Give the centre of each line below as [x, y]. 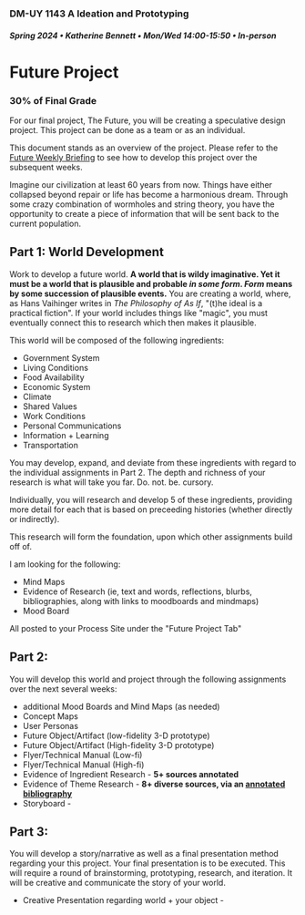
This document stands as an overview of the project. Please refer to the [144, 148]
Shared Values [50, 406]
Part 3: [29, 832]
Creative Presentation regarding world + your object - [123, 900]
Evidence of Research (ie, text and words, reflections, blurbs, [137, 591]
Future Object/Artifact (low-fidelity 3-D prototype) [117, 735]
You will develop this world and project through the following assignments [148, 679]
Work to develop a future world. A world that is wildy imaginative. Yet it [145, 274]
